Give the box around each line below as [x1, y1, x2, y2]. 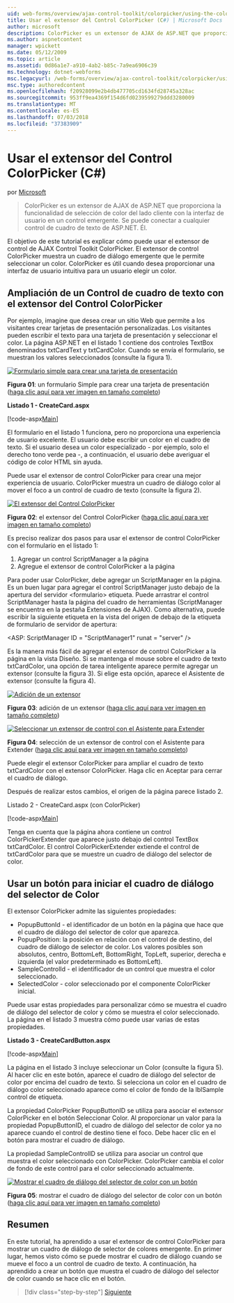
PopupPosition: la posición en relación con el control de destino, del [17, 935, 212, 944]
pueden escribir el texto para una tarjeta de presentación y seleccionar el [7, 331, 218, 340]
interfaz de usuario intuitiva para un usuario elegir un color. [7, 267, 177, 275]
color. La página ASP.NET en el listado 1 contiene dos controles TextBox [7, 338, 214, 347]
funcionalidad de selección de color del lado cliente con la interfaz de [24, 209, 224, 217]
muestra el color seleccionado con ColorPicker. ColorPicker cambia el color [7, 1157, 224, 1165]
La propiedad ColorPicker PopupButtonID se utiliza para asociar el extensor [7, 1107, 224, 1115]
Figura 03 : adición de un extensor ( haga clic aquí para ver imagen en [7, 704, 206, 712]
